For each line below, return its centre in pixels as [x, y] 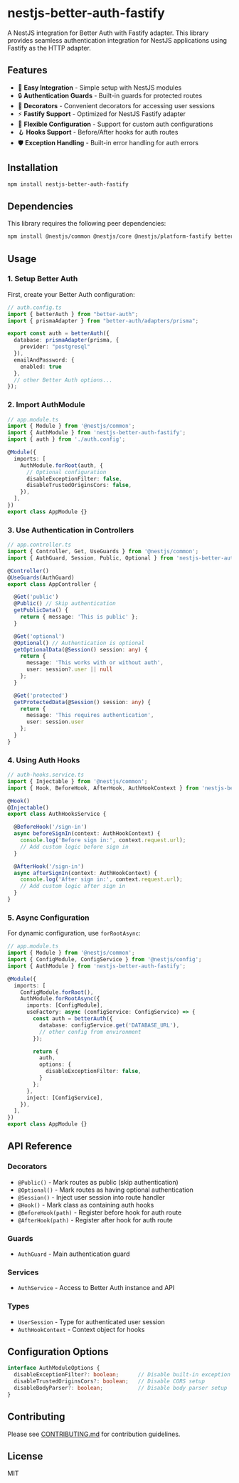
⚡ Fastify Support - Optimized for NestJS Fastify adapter [102, 114]
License [25, 1456]
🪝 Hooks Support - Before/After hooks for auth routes [98, 132]
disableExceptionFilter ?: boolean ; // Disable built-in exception [122, 1375]
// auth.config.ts [34, 308]
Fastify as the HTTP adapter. [49, 48]
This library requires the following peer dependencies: [87, 224]
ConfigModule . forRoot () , [57, 992]
